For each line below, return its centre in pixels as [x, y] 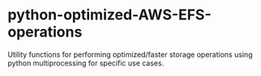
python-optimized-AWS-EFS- [109, 15]
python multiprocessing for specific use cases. [86, 63]
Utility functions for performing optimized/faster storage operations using [130, 54]
